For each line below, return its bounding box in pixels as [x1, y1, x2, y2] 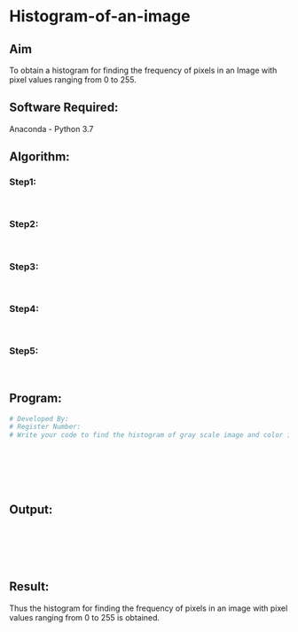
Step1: [9, 176, 37, 188]
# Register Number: [9, 423, 82, 432]
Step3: [9, 260, 39, 272]
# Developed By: [9, 414, 69, 423]
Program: [9, 391, 62, 406]
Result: [9, 579, 50, 595]
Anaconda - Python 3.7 [9, 123, 94, 134]
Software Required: [9, 100, 119, 115]
